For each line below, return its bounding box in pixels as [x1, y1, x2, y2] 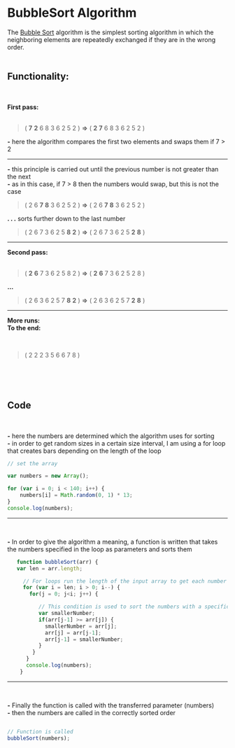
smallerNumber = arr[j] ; [44, 623, 117, 630]
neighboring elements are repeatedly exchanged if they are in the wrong [7, 35, 216, 43]
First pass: [7, 103, 39, 111]
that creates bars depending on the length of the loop [7, 446, 162, 455]
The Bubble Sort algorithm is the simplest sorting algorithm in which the [7, 28, 214, 36]
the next [7, 172, 31, 181]
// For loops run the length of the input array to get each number [22, 577, 227, 585]
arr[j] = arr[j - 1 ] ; [44, 629, 101, 636]
